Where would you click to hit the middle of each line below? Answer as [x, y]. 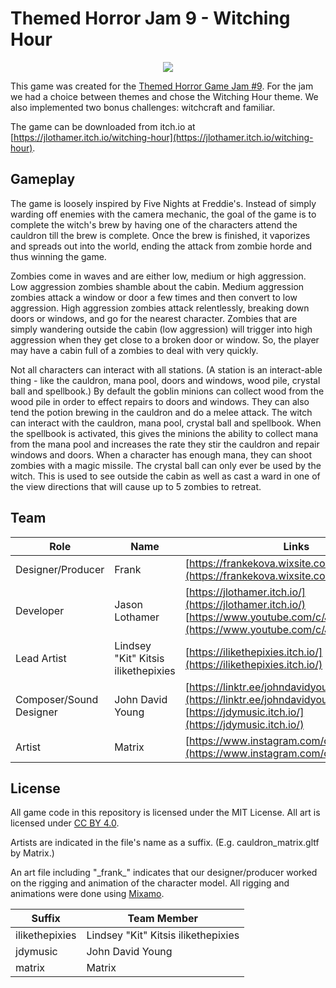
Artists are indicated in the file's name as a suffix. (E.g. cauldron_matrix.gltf [165, 843]
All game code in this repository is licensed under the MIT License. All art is [165, 813]
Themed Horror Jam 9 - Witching [150, 18]
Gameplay [43, 179]
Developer [40, 610]
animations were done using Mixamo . [87, 894]
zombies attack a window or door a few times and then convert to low [154, 297]
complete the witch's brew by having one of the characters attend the [154, 224]
